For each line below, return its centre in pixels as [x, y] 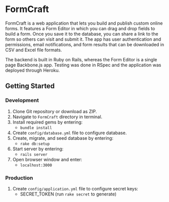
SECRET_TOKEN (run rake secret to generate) [68, 194]
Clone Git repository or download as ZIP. [55, 111]
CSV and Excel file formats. [34, 50]
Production [19, 178]
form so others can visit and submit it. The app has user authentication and [83, 39]
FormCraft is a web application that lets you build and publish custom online [84, 23]
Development [22, 100]
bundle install [36, 128]
